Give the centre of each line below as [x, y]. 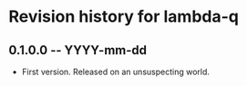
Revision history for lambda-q [123, 17]
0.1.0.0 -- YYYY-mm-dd [78, 50]
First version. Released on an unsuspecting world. [116, 72]
